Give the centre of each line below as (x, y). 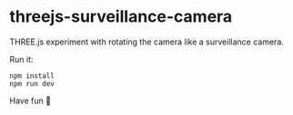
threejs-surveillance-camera (121, 17)
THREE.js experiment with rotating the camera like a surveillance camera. (147, 42)
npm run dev (32, 83)
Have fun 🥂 (30, 101)
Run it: (21, 59)
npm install (32, 76)
